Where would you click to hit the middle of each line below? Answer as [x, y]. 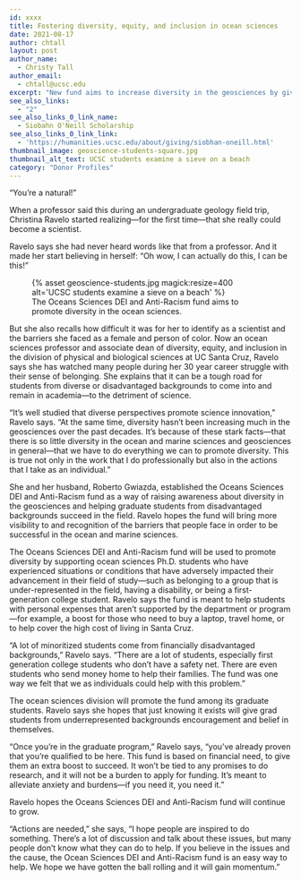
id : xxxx [26, 17]
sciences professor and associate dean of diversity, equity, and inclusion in [148, 348]
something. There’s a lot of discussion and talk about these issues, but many [150, 839]
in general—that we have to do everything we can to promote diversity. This [149, 451]
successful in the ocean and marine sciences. [94, 535]
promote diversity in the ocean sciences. [107, 312]
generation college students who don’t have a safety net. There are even [143, 664]
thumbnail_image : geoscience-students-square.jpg [104, 150]
